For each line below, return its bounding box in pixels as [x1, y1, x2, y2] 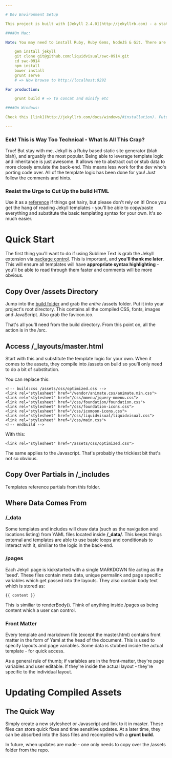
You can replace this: [5, 376, 50, 382]
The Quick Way [5, 707, 55, 715]
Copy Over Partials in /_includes [5, 470, 110, 479]
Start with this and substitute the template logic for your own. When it [5, 356, 152, 362]
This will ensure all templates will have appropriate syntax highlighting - [5, 261, 159, 268]
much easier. [5, 216, 33, 222]
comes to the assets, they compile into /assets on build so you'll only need [5, 361, 162, 367]
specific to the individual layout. [5, 669, 73, 675]
